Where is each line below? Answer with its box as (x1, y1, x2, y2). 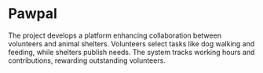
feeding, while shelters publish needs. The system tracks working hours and (8, 47, 255, 57)
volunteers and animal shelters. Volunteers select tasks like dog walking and (8, 38, 255, 48)
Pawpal (8, 5, 57, 23)
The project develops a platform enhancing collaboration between (8, 31, 222, 40)
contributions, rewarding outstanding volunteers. (8, 56, 166, 65)
